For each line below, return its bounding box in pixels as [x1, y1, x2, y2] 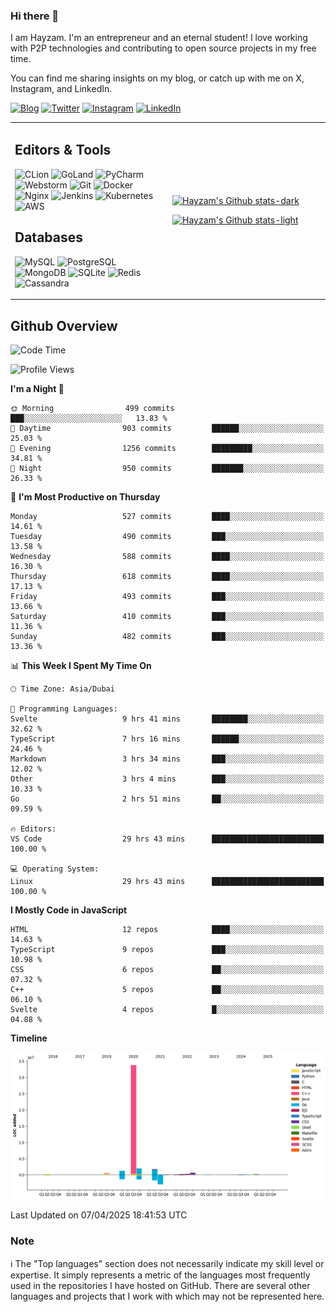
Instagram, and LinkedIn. [10, 83, 113, 95]
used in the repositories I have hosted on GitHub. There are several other [10, 1279, 311, 1291]
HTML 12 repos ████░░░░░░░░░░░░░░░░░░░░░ [10, 924, 325, 934]
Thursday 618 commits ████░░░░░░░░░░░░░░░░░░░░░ [10, 571, 325, 581]
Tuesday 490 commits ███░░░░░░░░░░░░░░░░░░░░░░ [10, 531, 325, 541]
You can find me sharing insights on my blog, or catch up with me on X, [10, 72, 305, 84]
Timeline [10, 1032, 48, 1044]
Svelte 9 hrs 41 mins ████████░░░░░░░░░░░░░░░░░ [10, 714, 325, 724]
